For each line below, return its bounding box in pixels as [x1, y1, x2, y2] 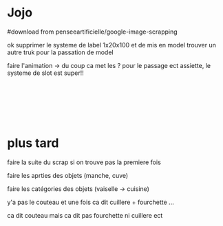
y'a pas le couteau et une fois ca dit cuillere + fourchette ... [7, 198, 174, 206]
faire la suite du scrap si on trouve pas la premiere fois [7, 158, 162, 166]
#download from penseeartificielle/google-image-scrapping [7, 27, 178, 36]
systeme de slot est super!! [7, 69, 84, 77]
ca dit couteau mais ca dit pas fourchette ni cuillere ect [7, 211, 163, 219]
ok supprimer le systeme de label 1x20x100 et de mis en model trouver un [7, 41, 217, 49]
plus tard [7, 135, 59, 151]
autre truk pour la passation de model [7, 48, 114, 56]
